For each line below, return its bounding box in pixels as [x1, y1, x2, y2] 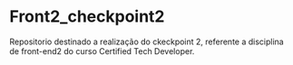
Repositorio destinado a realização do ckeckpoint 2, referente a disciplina [9, 36, 284, 47]
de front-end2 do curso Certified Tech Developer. [9, 45, 195, 56]
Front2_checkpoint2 [9, 6, 165, 27]
